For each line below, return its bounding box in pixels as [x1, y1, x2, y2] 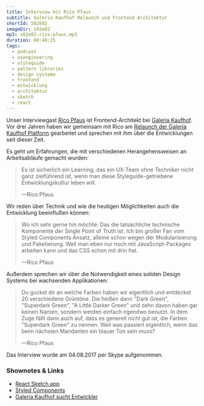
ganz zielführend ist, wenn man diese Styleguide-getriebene [21, 172, 174, 180]
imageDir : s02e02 [6, 26, 51, 32]
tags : [6, 43, 20, 49]
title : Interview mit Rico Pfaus [6, 9, 91, 15]
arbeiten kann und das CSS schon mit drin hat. [21, 246, 138, 254]
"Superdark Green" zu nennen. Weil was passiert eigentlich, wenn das [21, 321, 198, 328]
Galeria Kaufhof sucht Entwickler [15, 393, 99, 400]
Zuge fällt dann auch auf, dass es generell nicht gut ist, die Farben [21, 315, 188, 322]
